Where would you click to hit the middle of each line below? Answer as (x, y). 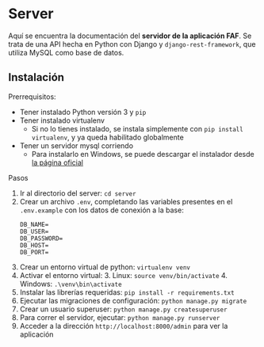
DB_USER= (34, 231)
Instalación (36, 77)
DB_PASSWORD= (41, 238)
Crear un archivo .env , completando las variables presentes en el (126, 201)
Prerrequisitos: (33, 97)
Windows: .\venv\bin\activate (71, 284)
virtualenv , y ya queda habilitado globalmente (107, 137)
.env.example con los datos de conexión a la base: (101, 210)
